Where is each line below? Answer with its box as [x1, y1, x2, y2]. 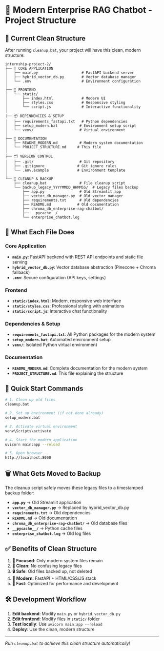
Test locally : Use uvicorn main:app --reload [12, 621, 102, 627]
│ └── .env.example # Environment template [5, 168, 125, 173]
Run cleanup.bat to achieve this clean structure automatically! [5, 640, 130, 646]
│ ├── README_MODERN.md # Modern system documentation [5, 141, 143, 145]
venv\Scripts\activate [5, 428, 51, 433]
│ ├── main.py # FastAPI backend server [5, 70, 134, 75]
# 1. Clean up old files [5, 397, 56, 402]
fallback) [12, 269, 30, 275]
